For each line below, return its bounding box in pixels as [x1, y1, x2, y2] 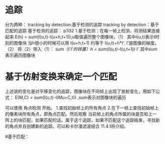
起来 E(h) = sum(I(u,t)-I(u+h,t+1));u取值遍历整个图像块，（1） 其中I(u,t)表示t [5, 34, 156, 40]
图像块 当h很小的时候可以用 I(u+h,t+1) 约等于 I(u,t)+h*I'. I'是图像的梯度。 [13, 40, 159, 46]
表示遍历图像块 [5, 52, 35, 58]
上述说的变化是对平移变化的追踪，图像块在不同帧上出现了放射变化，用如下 [5, 88, 156, 94]
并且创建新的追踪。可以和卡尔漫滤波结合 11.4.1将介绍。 [18, 123, 129, 129]
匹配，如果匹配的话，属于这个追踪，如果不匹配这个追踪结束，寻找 [22, 117, 156, 123]
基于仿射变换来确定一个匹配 [5, 72, 117, 82]
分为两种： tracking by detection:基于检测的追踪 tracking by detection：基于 [5, 22, 160, 27]
